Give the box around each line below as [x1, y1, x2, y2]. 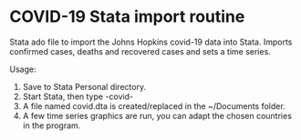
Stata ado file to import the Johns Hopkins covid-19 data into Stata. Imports [9, 36, 293, 47]
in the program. [22, 120, 81, 131]
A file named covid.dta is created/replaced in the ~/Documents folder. [22, 100, 285, 111]
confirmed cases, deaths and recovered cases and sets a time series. [9, 45, 271, 56]
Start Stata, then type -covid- [22, 91, 134, 102]
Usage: [9, 64, 36, 75]
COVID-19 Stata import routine [9, 6, 245, 27]
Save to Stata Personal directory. [22, 81, 147, 92]
